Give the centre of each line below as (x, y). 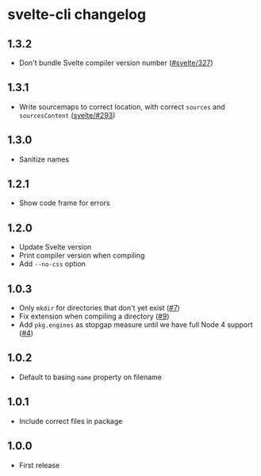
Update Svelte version (55, 247)
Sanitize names (44, 159)
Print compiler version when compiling (82, 256)
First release (39, 465)
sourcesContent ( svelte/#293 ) (67, 115)
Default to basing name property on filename (90, 377)
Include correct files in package (71, 421)
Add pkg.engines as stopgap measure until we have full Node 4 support (136, 325)
